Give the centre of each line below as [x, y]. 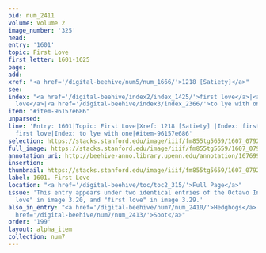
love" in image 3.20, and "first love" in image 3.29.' [109, 200]
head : [17, 38]
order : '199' [30, 222]
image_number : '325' [42, 30]
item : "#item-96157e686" [49, 112]
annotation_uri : [35, 155]
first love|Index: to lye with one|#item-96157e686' [104, 133]
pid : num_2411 [32, 15]
